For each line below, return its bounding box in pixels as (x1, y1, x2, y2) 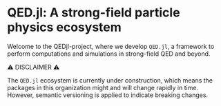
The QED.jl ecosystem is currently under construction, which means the (7, 76, 213, 84)
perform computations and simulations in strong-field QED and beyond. (7, 50, 211, 58)
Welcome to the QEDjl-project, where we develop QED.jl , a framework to (7, 42, 215, 50)
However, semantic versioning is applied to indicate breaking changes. (7, 91, 209, 99)
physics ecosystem (7, 19, 122, 35)
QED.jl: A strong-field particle (7, 5, 181, 21)
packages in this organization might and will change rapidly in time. (7, 83, 199, 92)
